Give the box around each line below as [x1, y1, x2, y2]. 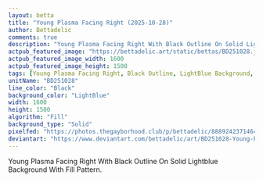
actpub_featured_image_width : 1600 [8, 55, 124, 63]
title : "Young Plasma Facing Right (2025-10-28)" [8, 19, 174, 27]
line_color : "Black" [8, 84, 76, 92]
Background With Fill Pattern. [8, 165, 103, 174]
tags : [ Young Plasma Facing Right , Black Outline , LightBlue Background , [8, 70, 254, 77]
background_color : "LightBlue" [8, 91, 110, 99]
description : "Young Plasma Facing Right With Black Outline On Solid [8, 41, 243, 48]
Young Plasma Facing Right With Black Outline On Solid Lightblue [8, 156, 218, 166]
